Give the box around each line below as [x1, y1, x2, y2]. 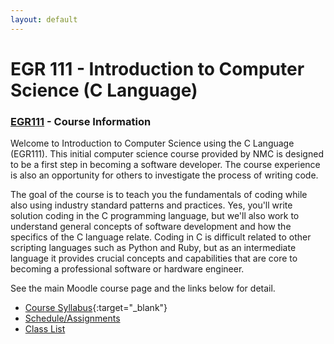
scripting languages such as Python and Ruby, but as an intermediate [10, 242, 297, 254]
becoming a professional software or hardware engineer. [10, 263, 245, 275]
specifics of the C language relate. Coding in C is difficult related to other [10, 231, 312, 243]
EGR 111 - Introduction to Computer [10, 57, 305, 80]
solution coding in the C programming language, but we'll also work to [10, 210, 300, 222]
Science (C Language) [10, 79, 198, 101]
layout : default [10, 14, 78, 25]
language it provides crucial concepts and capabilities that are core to [10, 252, 298, 265]
